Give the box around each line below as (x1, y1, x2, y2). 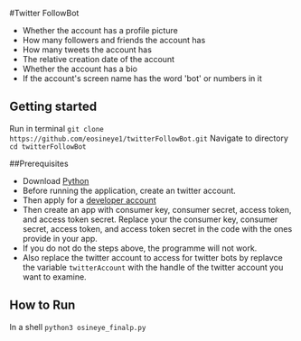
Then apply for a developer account (22, 194, 156, 206)
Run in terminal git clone (9, 123, 104, 134)
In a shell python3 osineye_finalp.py (9, 321, 146, 332)
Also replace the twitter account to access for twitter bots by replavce (22, 252, 283, 263)
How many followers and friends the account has (22, 35, 206, 45)
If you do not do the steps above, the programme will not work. (22, 243, 258, 253)
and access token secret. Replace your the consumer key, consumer (22, 214, 278, 225)
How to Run (9, 298, 76, 313)
